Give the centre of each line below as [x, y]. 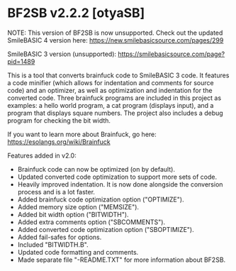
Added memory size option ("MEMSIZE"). [78, 206]
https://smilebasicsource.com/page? [172, 54]
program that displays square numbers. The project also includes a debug [115, 113]
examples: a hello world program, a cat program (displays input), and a [111, 105]
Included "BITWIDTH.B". [53, 244]
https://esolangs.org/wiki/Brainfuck [59, 142]
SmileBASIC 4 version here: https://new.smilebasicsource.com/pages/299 [116, 40]
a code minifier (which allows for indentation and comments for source [111, 82]
